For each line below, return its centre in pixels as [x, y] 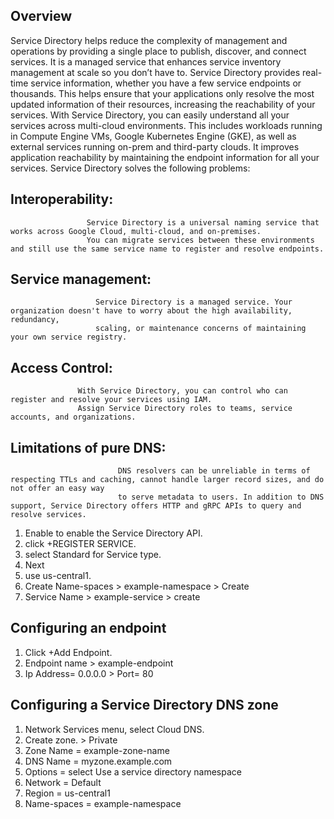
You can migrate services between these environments [200, 240]
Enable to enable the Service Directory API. [113, 533]
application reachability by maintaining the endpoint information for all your [165, 157]
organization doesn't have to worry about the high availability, [151, 311]
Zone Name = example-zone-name [97, 750]
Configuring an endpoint [88, 628]
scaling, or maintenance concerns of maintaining [201, 329]
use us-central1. [58, 576]
